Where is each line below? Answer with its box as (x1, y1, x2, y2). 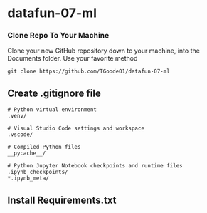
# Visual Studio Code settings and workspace (7, 125, 144, 133)
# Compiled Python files (7, 144, 81, 151)
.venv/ (7, 113, 27, 120)
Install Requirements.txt (7, 194, 117, 206)
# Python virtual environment (7, 106, 97, 113)
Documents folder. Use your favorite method (7, 54, 138, 63)
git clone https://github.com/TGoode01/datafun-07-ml (7, 68, 171, 76)
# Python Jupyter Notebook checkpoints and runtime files (7, 162, 183, 170)
